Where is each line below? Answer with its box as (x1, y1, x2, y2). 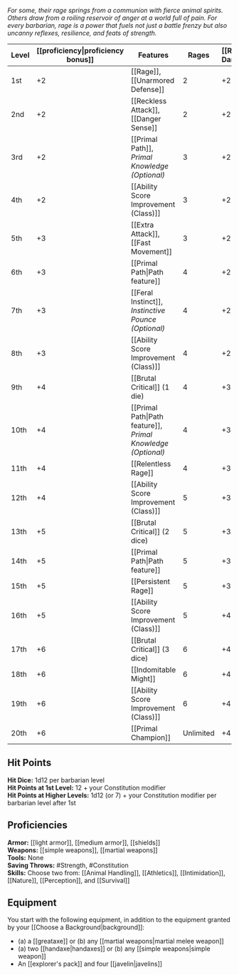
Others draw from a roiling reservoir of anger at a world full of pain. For (7, 14, 218, 22)
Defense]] (130, 85, 165, 94)
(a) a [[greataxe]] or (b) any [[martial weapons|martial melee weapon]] (17, 937, 224, 946)
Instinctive (130, 306, 166, 315)
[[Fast (130, 238, 151, 247)
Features (137, 50, 169, 60)
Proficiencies (7, 820, 68, 832)
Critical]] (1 (130, 382, 170, 392)
